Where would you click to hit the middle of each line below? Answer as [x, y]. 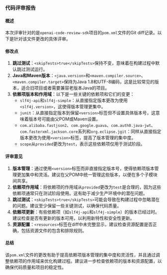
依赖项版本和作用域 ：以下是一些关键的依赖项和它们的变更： [73, 94]
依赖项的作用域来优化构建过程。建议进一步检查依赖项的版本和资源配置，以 [85, 261]
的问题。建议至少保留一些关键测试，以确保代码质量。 [67, 205]
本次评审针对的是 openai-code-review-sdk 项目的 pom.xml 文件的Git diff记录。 [81, 33]
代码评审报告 [21, 7]
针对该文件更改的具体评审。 [42, 39]
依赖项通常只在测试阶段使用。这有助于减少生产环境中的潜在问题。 [80, 193]
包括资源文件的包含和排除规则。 [54, 230]
